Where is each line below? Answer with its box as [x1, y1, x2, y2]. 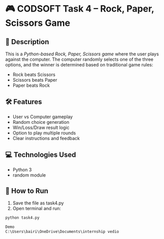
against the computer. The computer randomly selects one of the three [5, 56, 154, 62]
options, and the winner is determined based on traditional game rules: [5, 62, 153, 67]
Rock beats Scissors [12, 72, 56, 78]
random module [12, 172, 46, 178]
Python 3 [12, 166, 32, 173]
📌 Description [5, 38, 49, 46]
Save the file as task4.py [12, 200, 64, 206]
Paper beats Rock [12, 82, 50, 88]
